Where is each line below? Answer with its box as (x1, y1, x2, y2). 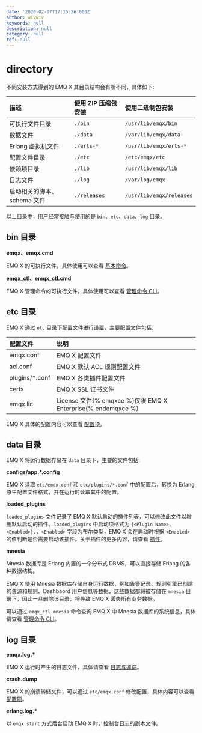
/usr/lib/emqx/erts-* (124, 142, 187, 149)
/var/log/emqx (124, 176, 165, 183)
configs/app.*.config (6, 469, 60, 476)
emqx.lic (9, 400, 34, 408)
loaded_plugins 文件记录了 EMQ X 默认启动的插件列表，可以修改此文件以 (6, 513, 187, 520)
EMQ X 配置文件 (56, 351, 102, 359)
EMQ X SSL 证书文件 (56, 385, 114, 394)
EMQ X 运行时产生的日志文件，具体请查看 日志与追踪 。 (6, 663, 142, 671)
